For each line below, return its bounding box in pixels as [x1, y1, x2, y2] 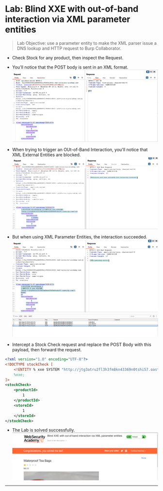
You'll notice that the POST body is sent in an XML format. [12, 64, 129, 70]
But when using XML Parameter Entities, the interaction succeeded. [12, 234, 147, 240]
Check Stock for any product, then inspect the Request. [12, 55, 124, 60]
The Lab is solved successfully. [12, 427, 75, 433]
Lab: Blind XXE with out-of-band [5, 3, 139, 15]
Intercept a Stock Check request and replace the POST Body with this [12, 342, 151, 347]
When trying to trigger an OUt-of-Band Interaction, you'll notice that [12, 146, 148, 152]
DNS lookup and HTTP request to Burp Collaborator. [16, 45, 121, 51]
